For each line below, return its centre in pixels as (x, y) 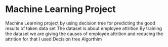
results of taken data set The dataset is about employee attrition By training (84, 28)
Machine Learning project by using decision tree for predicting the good (80, 23)
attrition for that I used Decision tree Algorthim (54, 39)
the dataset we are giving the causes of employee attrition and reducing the (84, 33)
